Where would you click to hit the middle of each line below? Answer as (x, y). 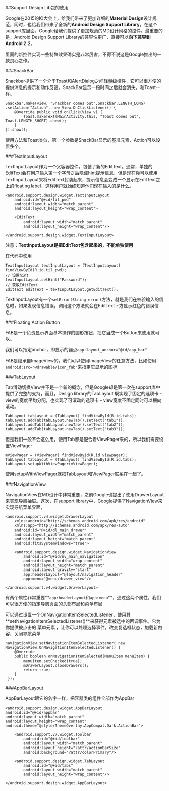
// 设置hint (17, 275)
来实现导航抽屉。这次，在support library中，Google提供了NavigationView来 (84, 501)
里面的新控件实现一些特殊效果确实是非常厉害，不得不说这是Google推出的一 (83, 54)
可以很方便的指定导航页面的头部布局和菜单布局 (54, 604)
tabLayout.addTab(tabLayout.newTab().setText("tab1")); (65, 420)
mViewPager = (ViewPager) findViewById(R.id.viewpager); (66, 455)
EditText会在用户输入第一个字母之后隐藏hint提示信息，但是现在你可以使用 (81, 173)
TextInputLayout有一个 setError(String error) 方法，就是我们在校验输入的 (82, 299)
